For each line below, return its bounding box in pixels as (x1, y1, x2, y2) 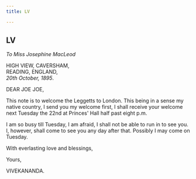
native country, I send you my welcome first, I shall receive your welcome (6, 104, 183, 111)
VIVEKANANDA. (6, 167, 45, 174)
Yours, (6, 156, 22, 163)
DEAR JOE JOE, (6, 86, 44, 93)
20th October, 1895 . (6, 74, 54, 82)
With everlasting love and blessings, (6, 144, 93, 152)
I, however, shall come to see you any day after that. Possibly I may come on (6, 127, 190, 135)
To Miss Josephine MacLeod (6, 51, 76, 58)
